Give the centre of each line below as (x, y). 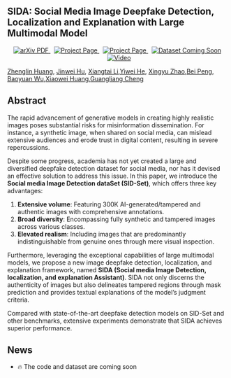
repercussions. (29, 147)
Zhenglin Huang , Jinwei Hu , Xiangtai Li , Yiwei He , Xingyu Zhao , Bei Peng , (111, 71)
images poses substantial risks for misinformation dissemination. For (106, 125)
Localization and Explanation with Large (96, 23)
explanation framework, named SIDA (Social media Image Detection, (107, 269)
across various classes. (51, 226)
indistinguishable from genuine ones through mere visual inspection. (116, 241)
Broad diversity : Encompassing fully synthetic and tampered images (116, 219)
